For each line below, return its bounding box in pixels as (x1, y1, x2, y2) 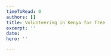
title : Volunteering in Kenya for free (6, 19, 106, 25)
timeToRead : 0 (6, 8, 42, 15)
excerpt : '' (6, 25, 36, 31)
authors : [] (6, 14, 36, 20)
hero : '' (6, 36, 28, 42)
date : (6, 31, 20, 37)
